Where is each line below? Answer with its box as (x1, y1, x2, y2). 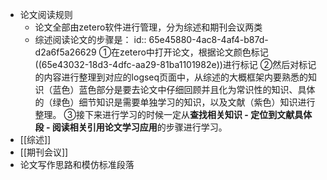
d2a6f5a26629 (34, 46, 97, 58)
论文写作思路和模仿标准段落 (19, 159, 135, 170)
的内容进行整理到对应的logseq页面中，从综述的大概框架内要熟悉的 (34, 71, 309, 83)
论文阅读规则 (19, 9, 73, 20)
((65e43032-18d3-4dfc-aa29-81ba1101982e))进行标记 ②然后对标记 (34, 59, 317, 70)
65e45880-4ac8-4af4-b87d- (148, 34, 269, 45)
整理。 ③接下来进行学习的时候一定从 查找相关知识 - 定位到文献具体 (34, 109, 313, 120)
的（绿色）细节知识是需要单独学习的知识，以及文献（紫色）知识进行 (34, 96, 316, 108)
